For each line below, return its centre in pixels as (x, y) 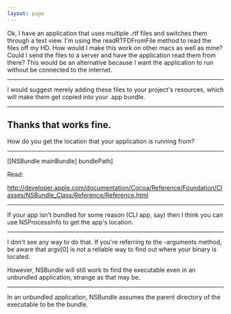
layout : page (26, 13)
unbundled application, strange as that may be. (74, 278)
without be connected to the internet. (60, 70)
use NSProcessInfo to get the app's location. (70, 222)
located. (19, 257)
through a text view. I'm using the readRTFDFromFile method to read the (109, 40)
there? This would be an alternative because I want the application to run (110, 62)
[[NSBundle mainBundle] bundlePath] (60, 161)
